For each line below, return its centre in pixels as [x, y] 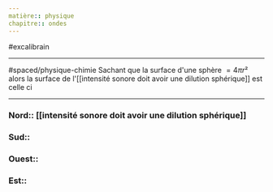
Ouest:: [24, 159]
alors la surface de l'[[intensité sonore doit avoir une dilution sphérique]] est [135, 79]
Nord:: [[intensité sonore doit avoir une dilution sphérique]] [128, 116]
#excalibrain [29, 46]
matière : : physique [41, 16]
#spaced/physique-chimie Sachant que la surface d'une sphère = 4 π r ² [128, 70]
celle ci [20, 87]
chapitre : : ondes [38, 23]
